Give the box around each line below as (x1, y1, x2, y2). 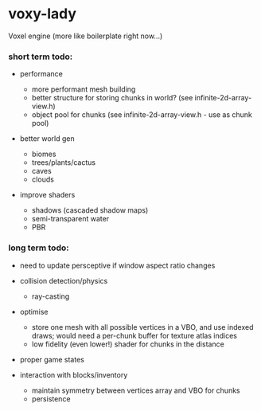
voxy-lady (8, 5, 77, 23)
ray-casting (31, 292, 70, 301)
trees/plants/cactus (31, 158, 96, 167)
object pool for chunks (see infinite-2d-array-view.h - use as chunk (31, 110, 253, 119)
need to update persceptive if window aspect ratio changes (19, 260, 216, 270)
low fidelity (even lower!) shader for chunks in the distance (31, 339, 224, 349)
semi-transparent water (31, 214, 110, 224)
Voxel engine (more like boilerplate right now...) (8, 31, 163, 41)
